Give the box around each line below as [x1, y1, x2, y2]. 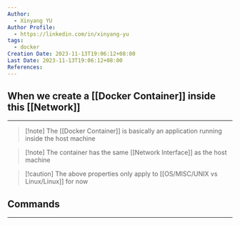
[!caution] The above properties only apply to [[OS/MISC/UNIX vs [24, 169, 218, 179]
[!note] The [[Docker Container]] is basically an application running [24, 126, 223, 136]
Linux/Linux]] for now [24, 177, 89, 186]
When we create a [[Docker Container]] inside [7, 90, 216, 102]
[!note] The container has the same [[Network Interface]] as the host [24, 148, 227, 157]
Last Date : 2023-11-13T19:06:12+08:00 [7, 57, 123, 64]
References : [7, 64, 43, 71]
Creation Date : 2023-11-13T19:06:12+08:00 [7, 51, 136, 58]
